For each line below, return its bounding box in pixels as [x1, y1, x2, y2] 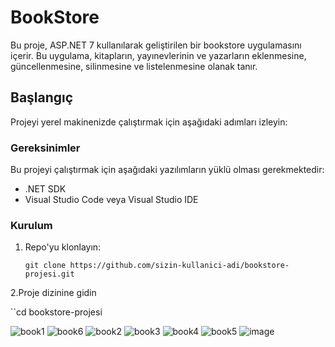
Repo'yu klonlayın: [24, 241, 102, 253]
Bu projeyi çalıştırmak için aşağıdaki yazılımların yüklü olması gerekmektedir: [10, 164, 325, 176]
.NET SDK [24, 183, 67, 195]
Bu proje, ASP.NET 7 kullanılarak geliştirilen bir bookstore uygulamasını [10, 39, 302, 51]
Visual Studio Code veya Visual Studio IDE [24, 194, 199, 206]
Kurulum [10, 218, 53, 232]
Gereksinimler [10, 141, 81, 155]
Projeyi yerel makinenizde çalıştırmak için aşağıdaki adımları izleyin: [10, 116, 288, 128]
